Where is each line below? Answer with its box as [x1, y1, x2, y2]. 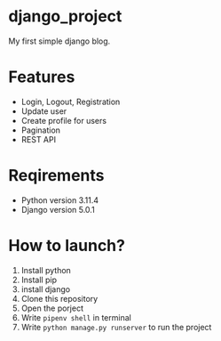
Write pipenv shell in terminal [20, 312, 132, 322]
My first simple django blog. [8, 36, 111, 46]
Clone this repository [20, 293, 99, 304]
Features [8, 67, 75, 87]
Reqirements [8, 166, 105, 186]
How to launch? [8, 236, 126, 256]
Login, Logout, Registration [20, 96, 121, 107]
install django [20, 283, 71, 295]
